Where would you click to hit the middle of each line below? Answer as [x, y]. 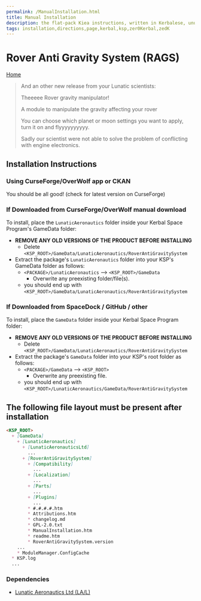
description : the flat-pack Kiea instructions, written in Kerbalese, [96, 23]
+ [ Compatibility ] [51, 464]
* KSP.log [24, 559]
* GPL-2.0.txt [45, 525]
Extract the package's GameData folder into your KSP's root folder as [98, 357]
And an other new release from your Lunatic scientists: [88, 86]
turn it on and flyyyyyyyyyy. [55, 127]
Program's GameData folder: [41, 229]
